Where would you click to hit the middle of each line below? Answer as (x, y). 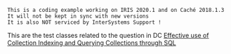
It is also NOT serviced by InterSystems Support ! (84, 22)
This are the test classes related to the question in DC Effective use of (108, 35)
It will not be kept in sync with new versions (78, 16)
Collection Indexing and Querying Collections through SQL (92, 43)
